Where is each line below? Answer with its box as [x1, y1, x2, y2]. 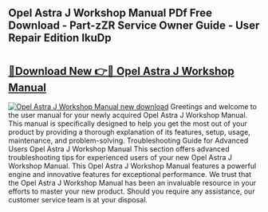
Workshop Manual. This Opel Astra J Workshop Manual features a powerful [8, 161, 257, 171]
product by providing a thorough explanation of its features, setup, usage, [8, 128, 251, 136]
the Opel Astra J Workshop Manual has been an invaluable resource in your [8, 179, 257, 187]
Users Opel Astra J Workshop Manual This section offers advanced [8, 144, 230, 154]
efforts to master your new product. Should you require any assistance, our [8, 186, 255, 196]
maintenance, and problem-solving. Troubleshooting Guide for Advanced [8, 135, 249, 145]
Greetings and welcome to [170, 102, 258, 111]
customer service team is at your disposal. [8, 195, 148, 204]
